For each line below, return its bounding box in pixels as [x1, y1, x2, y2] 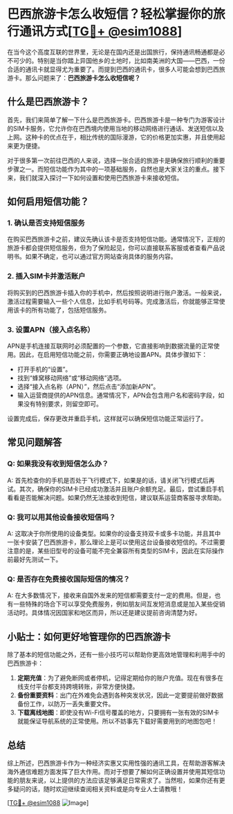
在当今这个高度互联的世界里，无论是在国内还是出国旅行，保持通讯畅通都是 [7, 48, 219, 56]
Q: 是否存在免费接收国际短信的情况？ [7, 574, 130, 584]
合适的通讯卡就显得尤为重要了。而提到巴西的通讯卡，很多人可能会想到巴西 [7, 65, 219, 73]
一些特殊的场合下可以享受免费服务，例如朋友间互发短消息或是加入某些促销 [12, 600, 225, 609]
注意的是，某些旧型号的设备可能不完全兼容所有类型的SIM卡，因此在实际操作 [7, 547, 225, 555]
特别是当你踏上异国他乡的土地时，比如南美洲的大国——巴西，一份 [37, 56, 225, 64]
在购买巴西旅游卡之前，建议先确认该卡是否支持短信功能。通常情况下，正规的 [7, 235, 225, 243]
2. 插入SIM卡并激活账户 [7, 271, 86, 281]
